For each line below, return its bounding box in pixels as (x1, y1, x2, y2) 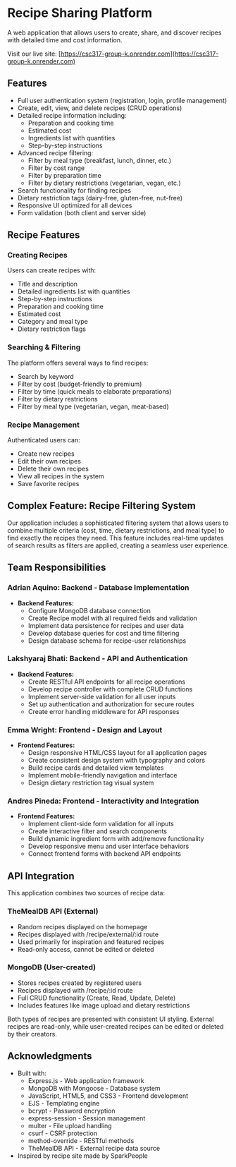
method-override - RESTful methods (27, 1136, 135, 1144)
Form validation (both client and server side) (17, 208, 147, 217)
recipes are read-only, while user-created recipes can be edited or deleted (7, 1022, 224, 1031)
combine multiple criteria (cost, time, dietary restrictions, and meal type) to (7, 526, 225, 534)
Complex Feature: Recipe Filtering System (7, 500, 196, 512)
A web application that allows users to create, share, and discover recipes (7, 28, 222, 37)
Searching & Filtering (7, 342, 81, 352)
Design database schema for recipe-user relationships (27, 636, 187, 645)
